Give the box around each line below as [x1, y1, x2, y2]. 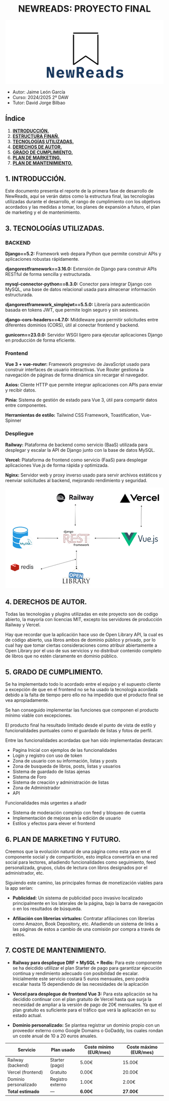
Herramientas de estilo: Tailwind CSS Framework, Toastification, [5, 412, 140, 418]
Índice [5, 114, 25, 123]
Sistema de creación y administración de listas [12, 779, 109, 786]
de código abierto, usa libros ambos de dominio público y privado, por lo [5, 637, 156, 643]
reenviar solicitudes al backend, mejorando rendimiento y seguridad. [5, 477, 147, 483]
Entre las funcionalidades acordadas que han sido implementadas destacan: [5, 737, 163, 743]
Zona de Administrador [12, 785, 60, 791]
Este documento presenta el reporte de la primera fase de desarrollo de [5, 188, 154, 194]
